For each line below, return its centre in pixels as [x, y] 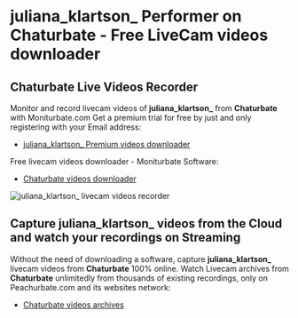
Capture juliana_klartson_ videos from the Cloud [146, 224]
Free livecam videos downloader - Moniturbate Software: [114, 161]
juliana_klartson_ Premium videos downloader [106, 144]
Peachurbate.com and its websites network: [90, 287]
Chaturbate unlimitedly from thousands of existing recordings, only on [139, 278]
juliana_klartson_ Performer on [126, 16]
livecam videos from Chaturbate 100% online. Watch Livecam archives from [149, 268]
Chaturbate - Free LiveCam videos [139, 35]
